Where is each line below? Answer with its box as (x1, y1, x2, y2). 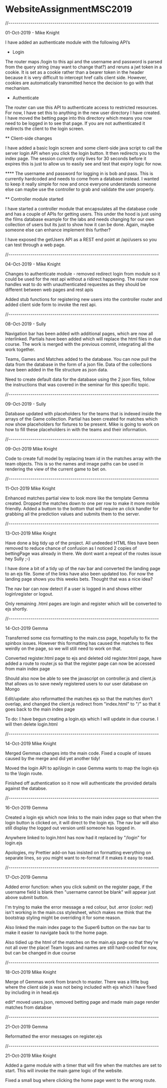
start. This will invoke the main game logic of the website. (5, 1068, 123, 1074)
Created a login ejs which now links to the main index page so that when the (5, 814, 162, 820)
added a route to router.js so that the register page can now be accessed (5, 660, 155, 666)
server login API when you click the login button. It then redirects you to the (5, 150, 161, 156)
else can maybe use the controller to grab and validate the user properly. (5, 186, 155, 192)
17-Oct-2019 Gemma (5, 874, 48, 880)
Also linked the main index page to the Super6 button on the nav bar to (5, 924, 151, 930)
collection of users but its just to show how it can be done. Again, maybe (5, 221, 155, 227)
